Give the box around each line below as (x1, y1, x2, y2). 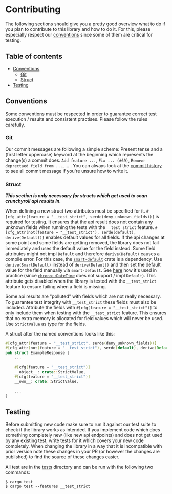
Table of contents (5, 52, 62, 61)
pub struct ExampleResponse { (5, 350, 70, 356)
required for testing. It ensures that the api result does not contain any (5, 219, 153, 225)
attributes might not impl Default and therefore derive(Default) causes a (5, 251, 160, 257)
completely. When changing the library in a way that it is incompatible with (5, 443, 162, 449)
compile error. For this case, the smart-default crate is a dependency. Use (5, 256, 162, 262)
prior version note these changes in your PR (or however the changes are (5, 449, 160, 455)
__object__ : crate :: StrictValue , (14, 369, 86, 375)
